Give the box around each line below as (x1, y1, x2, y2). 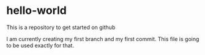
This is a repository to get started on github (6, 24, 116, 31)
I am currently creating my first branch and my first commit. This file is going (6, 35, 199, 42)
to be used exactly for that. (6, 42, 75, 49)
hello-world (6, 4, 67, 18)
